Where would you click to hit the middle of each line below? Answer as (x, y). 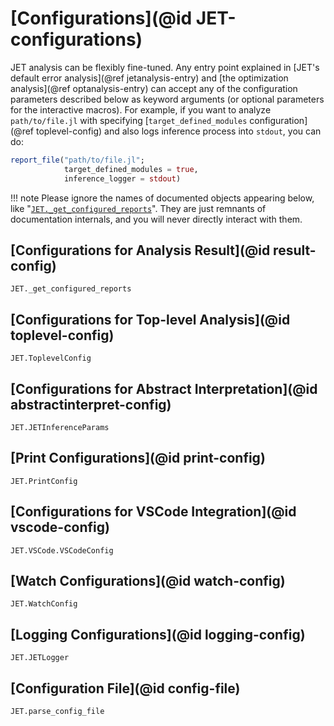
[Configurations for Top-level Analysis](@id (150, 319)
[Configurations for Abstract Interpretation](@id (164, 388)
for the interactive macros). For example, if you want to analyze (141, 109)
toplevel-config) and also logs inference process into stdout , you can (178, 131)
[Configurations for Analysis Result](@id (140, 250)
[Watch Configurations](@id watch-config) (148, 581)
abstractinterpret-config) (91, 404)
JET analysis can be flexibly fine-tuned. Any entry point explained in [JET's (165, 67)
